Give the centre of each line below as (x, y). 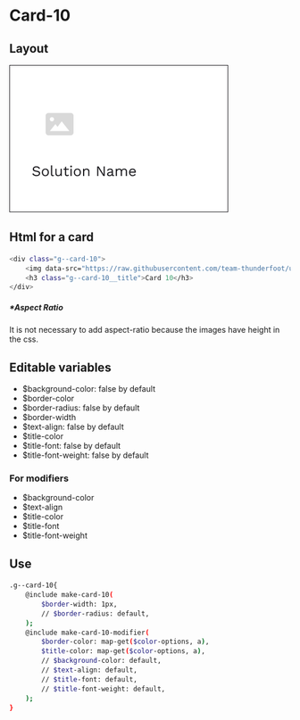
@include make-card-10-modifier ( (87, 633)
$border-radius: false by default (81, 408)
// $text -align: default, (90, 670)
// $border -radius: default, (96, 613)
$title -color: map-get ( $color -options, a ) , (123, 651)
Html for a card (52, 237)
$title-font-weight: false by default (85, 455)
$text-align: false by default (73, 427)
